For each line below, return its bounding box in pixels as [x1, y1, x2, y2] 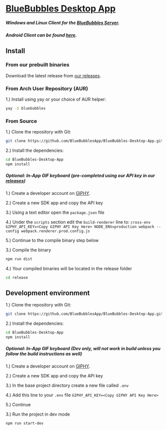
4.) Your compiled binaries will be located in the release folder [5, 265, 132, 271]
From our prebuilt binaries [5, 61, 70, 68]
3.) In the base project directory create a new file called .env [5, 382, 129, 388]
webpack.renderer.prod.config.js [21, 229, 91, 234]
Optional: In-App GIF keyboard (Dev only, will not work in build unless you [5, 345, 161, 351]
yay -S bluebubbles [5, 106, 46, 111]
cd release [5, 275, 28, 280]
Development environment [5, 289, 90, 298]
